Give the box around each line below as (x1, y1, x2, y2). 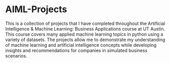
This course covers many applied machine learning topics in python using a (5, 31, 163, 37)
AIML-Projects (5, 4, 67, 15)
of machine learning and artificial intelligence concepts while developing (5, 42, 157, 48)
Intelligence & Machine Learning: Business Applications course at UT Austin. (5, 25, 165, 31)
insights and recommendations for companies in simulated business (5, 47, 148, 53)
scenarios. (5, 52, 27, 59)
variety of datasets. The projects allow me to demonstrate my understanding (5, 37, 165, 43)
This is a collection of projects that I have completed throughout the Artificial (5, 20, 165, 26)
